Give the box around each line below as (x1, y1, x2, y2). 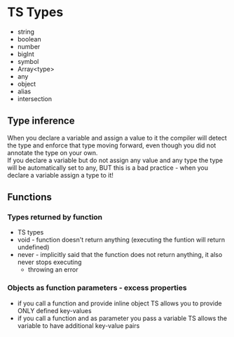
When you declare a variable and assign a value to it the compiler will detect (7, 133, 228, 142)
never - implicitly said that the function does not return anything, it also (17, 251, 223, 259)
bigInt (17, 50, 34, 58)
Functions (7, 191, 53, 204)
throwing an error (27, 265, 78, 274)
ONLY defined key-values (17, 306, 92, 315)
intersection (17, 94, 53, 103)
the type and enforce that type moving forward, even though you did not (7, 141, 216, 150)
